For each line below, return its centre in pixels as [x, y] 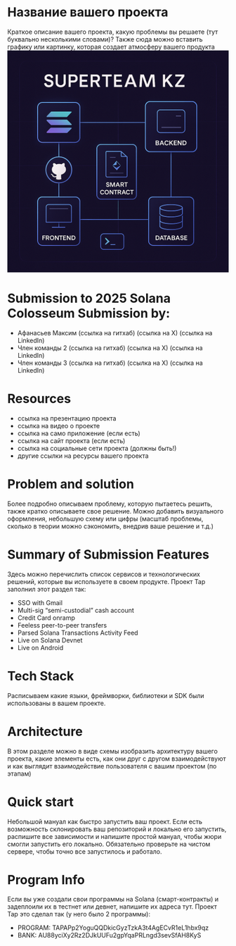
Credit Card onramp [46, 618]
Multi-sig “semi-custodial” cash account [76, 610]
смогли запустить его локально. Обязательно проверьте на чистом [109, 844]
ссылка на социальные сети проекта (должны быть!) [97, 448]
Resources [39, 399]
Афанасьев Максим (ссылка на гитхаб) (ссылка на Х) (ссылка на [115, 332]
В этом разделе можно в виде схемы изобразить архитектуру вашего [112, 751]
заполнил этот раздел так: [47, 589]
